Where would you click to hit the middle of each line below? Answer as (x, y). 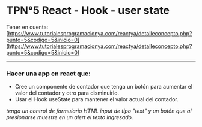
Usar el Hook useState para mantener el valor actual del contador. (96, 99)
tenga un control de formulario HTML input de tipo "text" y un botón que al (99, 111)
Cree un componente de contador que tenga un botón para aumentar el (104, 87)
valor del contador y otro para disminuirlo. (67, 93)
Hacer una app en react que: (49, 74)
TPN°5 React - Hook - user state (88, 10)
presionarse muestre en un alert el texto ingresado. (70, 117)
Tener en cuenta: (27, 27)
